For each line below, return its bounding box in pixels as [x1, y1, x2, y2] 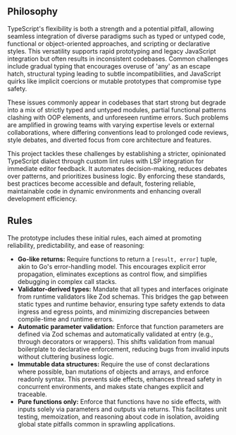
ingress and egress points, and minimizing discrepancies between [17, 307, 210, 316]
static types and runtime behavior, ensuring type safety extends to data [17, 299, 225, 308]
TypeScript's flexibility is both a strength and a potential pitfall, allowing [7, 24, 214, 32]
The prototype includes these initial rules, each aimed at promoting [7, 233, 202, 242]
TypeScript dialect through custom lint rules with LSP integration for [7, 157, 204, 165]
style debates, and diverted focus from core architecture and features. [7, 136, 212, 144]
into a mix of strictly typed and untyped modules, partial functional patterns [7, 105, 227, 114]
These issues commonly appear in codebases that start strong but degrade [7, 98, 227, 107]
